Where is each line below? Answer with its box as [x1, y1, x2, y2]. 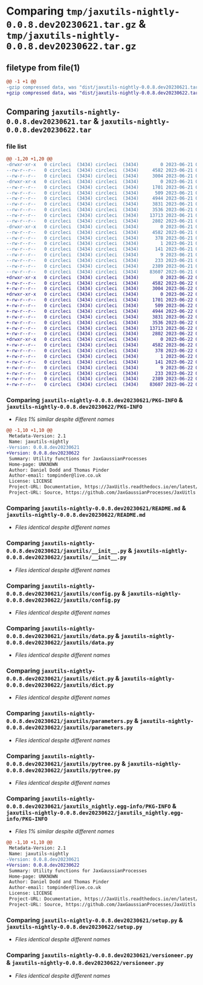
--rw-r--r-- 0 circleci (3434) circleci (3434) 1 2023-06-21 [6, 241, 193, 247]
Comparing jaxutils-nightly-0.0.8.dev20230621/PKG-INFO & [6, 396, 183, 405]
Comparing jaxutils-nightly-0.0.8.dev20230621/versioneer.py [6, 951, 193, 960]
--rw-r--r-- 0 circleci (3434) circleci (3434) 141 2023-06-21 [6, 246, 193, 252]
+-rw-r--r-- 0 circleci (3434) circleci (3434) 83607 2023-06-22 [6, 382, 193, 388]
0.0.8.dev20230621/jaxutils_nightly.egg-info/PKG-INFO [6, 802, 171, 810]
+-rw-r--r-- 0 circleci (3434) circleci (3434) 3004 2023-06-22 [6, 286, 193, 292]
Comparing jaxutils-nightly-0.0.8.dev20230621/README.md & [6, 503, 186, 512]
